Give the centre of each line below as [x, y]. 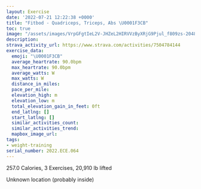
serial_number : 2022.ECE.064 [42, 151]
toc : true [19, 28]
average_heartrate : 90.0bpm [47, 62]
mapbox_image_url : [35, 134]
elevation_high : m [35, 95]
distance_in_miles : [36, 84]
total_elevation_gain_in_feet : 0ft [56, 106]
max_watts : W [28, 78]
